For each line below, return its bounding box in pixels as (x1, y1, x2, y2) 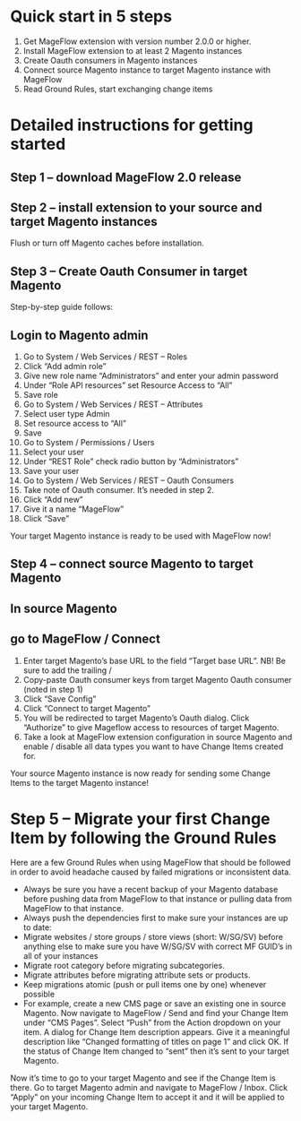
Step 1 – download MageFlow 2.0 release (10, 169, 242, 185)
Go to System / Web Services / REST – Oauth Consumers (22, 475, 235, 486)
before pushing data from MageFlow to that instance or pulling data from (22, 893, 292, 904)
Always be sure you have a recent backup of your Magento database (22, 884, 279, 895)
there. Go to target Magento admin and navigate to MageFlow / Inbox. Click (10, 1082, 288, 1093)
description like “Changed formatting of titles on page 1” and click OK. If (22, 1037, 289, 1048)
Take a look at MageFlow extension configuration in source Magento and (22, 731, 293, 742)
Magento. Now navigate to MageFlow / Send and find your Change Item (22, 1008, 289, 1019)
